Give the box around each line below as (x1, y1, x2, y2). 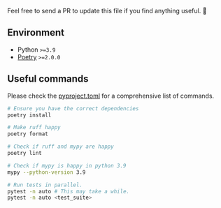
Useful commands (7, 73, 89, 85)
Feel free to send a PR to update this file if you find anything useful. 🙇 (7, 7, 207, 15)
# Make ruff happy (7, 124, 61, 131)
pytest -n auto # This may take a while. (7, 188, 130, 195)
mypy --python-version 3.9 (7, 168, 86, 176)
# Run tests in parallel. (7, 181, 83, 188)
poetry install (7, 112, 52, 119)
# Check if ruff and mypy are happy (7, 143, 114, 150)
